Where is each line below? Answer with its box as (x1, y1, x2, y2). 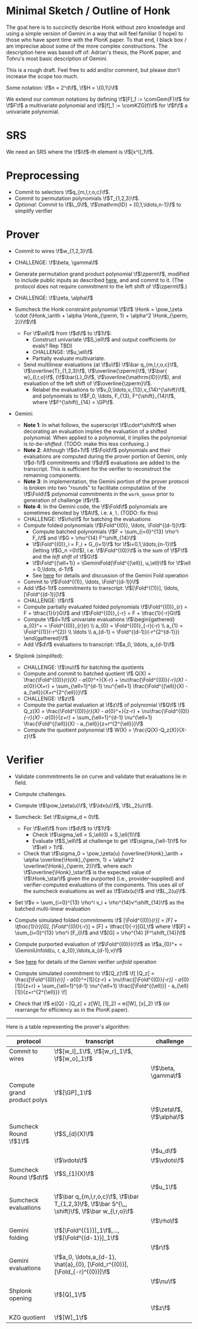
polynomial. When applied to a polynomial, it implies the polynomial (23, 434, 187, 441)
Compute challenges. (14, 790, 67, 798)
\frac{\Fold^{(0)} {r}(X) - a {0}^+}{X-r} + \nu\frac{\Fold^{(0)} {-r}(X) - (23, 676, 187, 683)
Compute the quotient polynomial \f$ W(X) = (23, 726, 132, 733)
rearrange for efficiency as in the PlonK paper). (14, 1006, 130, 1013)
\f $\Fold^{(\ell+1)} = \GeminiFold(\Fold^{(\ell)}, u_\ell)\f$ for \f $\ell (32, 559, 191, 566)
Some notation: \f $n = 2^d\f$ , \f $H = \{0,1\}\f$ (6, 84, 119, 91)
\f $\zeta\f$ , (150, 1105, 183, 1113)
